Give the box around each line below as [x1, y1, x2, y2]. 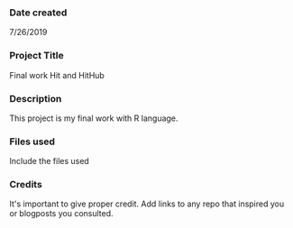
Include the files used [9, 156, 90, 167]
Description [9, 92, 62, 105]
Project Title [9, 50, 65, 62]
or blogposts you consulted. [9, 208, 114, 219]
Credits [9, 178, 42, 191]
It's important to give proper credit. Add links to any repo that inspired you [9, 198, 285, 209]
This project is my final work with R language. [9, 113, 179, 123]
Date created [9, 6, 68, 19]
